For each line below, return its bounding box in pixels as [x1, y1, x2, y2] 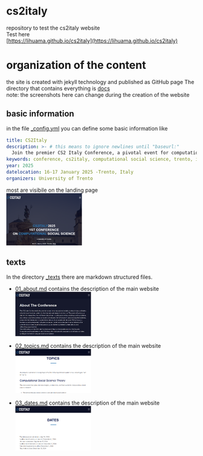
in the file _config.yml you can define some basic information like [6, 125, 168, 132]
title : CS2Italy [6, 137, 47, 143]
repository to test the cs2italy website [6, 24, 100, 31]
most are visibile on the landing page [6, 186, 98, 194]
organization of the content [6, 59, 146, 72]
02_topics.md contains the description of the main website [14, 342, 161, 349]
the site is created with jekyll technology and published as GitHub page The [6, 78, 195, 85]
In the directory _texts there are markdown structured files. [6, 273, 153, 281]
